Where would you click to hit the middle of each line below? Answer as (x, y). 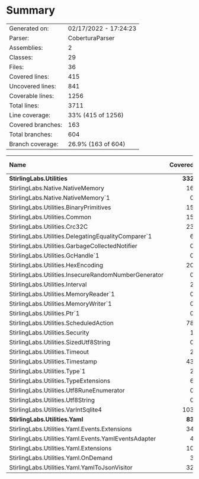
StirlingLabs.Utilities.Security (49, 333)
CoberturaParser (91, 38)
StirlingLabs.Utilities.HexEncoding (56, 265)
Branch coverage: (34, 144)
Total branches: (31, 134)
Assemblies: (26, 47)
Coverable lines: (32, 95)
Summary (31, 10)
